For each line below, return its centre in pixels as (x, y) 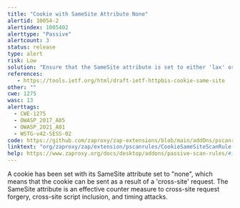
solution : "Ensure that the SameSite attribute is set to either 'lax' (116, 67)
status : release (31, 47)
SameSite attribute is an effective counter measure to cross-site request (114, 189)
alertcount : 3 (29, 41)
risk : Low (22, 61)
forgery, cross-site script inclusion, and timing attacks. (87, 197)
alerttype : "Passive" (40, 34)
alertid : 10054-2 (33, 21)
